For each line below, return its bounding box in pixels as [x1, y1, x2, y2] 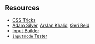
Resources [5, 4, 40, 12]
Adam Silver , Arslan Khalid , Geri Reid [12, 22, 90, 28]
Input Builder [12, 27, 39, 34]
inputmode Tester [12, 33, 48, 39]
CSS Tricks [12, 17, 36, 23]
